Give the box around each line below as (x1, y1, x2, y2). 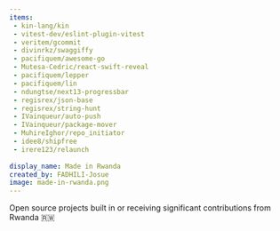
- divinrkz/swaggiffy (12, 46, 93, 55)
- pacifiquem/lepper (12, 71, 90, 80)
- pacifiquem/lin (12, 79, 77, 88)
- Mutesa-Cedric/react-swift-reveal (12, 63, 149, 72)
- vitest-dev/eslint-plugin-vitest (12, 29, 145, 38)
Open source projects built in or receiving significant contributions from (9, 203, 271, 213)
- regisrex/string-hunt (12, 104, 101, 113)
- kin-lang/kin (12, 21, 69, 30)
